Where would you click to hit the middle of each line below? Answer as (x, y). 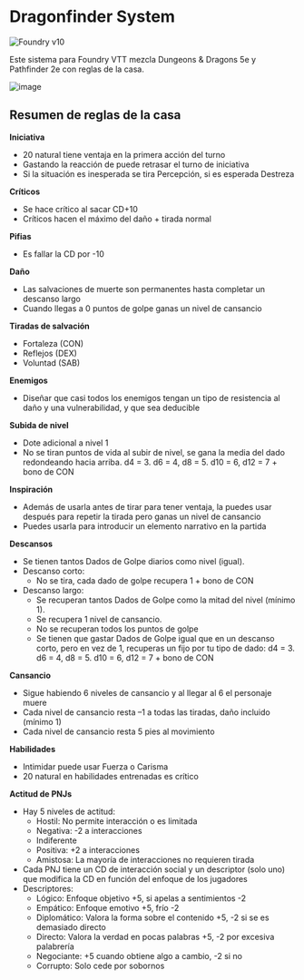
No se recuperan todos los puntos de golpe (117, 629)
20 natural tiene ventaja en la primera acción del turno (124, 154)
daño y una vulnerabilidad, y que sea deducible (111, 407)
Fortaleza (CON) (53, 343)
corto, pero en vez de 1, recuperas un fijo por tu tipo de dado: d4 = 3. (165, 648)
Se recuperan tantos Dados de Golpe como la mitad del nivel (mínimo (166, 600)
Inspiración (31, 489)
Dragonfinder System (92, 17)
